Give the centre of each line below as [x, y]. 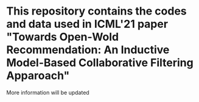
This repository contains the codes [96, 11]
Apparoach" [38, 76]
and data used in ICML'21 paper [87, 24]
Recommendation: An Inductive [88, 50]
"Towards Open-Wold [63, 37]
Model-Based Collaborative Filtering [100, 63]
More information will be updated [48, 92]
